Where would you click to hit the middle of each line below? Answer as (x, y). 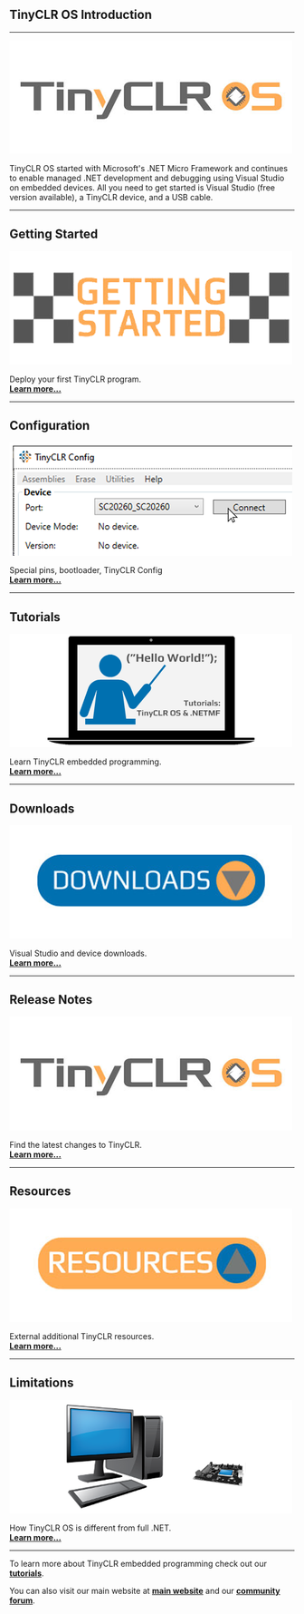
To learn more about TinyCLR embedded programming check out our (138, 1563)
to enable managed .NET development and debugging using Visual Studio (147, 178)
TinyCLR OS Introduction (81, 15)
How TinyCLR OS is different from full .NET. (90, 1528)
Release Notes (51, 1000)
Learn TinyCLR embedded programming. (85, 762)
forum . (23, 1600)
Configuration (50, 426)
